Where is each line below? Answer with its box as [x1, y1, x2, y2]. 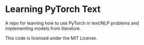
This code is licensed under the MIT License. [5, 35, 98, 41]
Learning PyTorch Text [5, 3, 101, 15]
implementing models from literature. [5, 25, 81, 31]
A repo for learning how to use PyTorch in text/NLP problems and [5, 20, 140, 26]
